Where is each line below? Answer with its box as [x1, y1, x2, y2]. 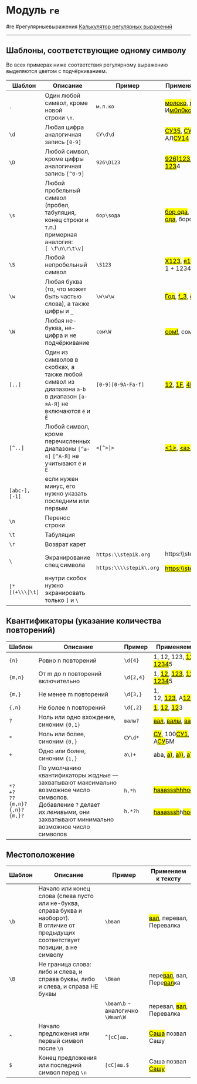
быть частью [45, 292, 82, 300]
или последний [38, 1061, 82, 1069]
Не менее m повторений [38, 690, 108, 698]
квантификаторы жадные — [38, 771, 118, 779]
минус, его [45, 482, 76, 490]
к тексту [156, 874, 181, 883]
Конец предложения [38, 1054, 97, 1062]
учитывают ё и [45, 459, 87, 467]
